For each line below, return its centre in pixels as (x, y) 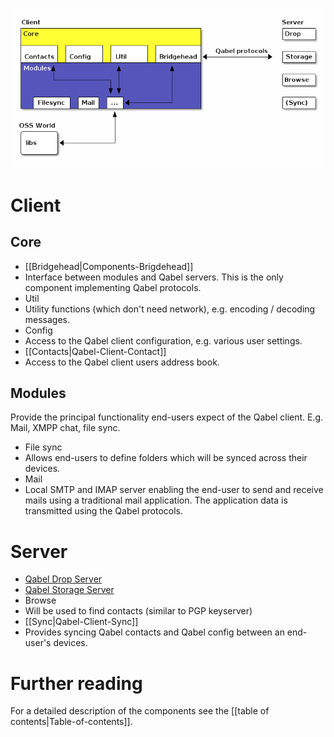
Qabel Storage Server (69, 590)
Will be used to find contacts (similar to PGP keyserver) (138, 611)
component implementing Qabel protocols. (113, 287)
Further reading (76, 683)
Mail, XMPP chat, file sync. (65, 428)
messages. (47, 319)
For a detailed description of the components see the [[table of (140, 711)
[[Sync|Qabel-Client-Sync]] (81, 622)
